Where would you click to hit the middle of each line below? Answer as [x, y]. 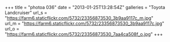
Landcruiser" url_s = [26, 13]
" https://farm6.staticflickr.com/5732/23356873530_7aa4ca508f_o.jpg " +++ [84, 34]
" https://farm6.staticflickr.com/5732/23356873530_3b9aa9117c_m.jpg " [79, 18]
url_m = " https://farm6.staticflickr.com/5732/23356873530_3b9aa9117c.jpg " [84, 23]
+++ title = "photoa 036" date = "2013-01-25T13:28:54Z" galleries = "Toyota [85, 7]
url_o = [12, 29]
